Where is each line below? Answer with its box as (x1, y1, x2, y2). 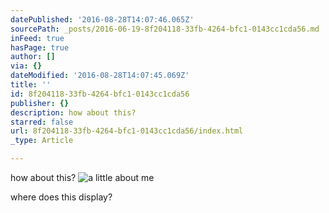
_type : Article (10, 136, 74, 146)
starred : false (10, 117, 74, 127)
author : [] (10, 52, 56, 62)
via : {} (10, 61, 43, 71)
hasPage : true (10, 42, 70, 53)
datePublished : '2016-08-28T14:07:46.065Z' (10, 14, 195, 25)
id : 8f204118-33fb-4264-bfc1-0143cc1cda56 (10, 89, 190, 99)
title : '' (10, 80, 52, 90)
